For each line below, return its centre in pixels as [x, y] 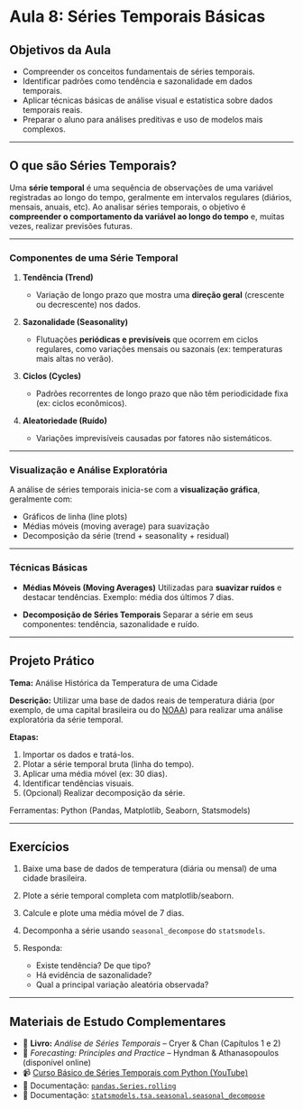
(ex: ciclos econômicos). [82, 403]
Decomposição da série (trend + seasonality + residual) [126, 536]
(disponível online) [57, 1063]
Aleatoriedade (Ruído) [65, 420]
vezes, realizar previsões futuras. [71, 226]
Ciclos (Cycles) [52, 376]
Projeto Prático [52, 661]
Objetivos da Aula [60, 50]
